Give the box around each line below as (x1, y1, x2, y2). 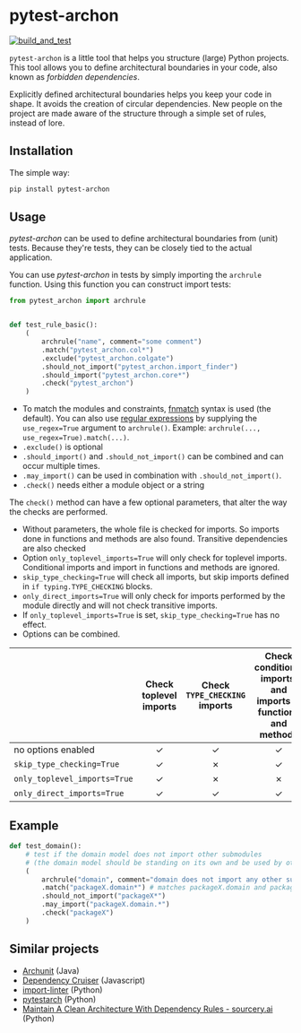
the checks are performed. (9, 507, 108, 517)
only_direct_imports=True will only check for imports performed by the (21, 591, 286, 602)
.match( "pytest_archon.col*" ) (41, 345, 154, 354)
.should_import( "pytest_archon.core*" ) (41, 370, 191, 379)
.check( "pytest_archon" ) (41, 378, 134, 388)
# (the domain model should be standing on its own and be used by (25, 858, 282, 867)
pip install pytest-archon (9, 185, 110, 194)
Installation (9, 143, 73, 159)
